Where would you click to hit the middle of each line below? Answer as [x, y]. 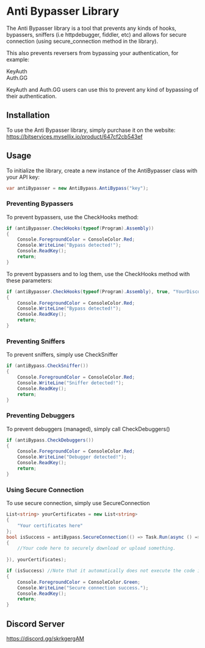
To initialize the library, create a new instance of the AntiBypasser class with [102, 170]
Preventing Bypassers [40, 204]
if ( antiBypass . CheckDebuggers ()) [50, 440]
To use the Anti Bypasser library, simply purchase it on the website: [91, 130]
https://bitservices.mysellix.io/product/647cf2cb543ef [75, 136]
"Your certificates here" [50, 526]
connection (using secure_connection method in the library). [82, 41]
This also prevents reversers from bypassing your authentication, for [92, 53]
